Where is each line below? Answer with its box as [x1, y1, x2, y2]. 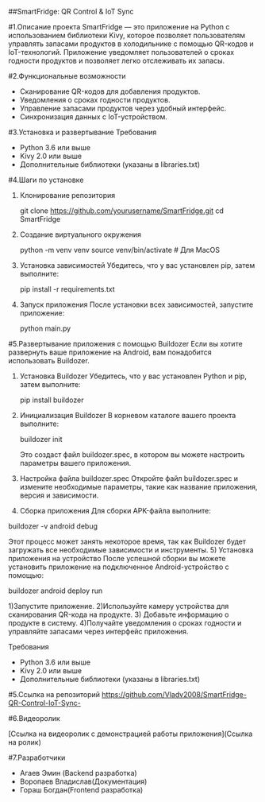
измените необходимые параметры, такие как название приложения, [19, 482, 258, 491]
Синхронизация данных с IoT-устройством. [19, 112, 168, 122]
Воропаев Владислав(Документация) [19, 777, 148, 786]
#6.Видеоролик [8, 714, 61, 723]
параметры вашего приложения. [19, 459, 132, 467]
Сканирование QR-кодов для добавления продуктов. [19, 87, 201, 96]
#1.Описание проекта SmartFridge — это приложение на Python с [8, 22, 230, 31]
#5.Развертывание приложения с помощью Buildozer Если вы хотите [8, 339, 244, 348]
